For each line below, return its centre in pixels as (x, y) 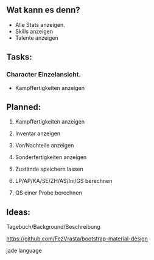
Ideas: (18, 212)
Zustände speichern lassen (49, 169)
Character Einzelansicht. (44, 75)
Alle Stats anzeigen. (40, 24)
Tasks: (19, 57)
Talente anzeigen (37, 38)
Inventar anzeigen (38, 133)
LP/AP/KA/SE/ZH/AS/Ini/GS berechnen (64, 181)
